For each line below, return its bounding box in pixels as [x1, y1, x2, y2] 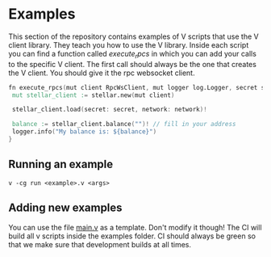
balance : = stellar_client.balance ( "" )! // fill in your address [11, 120, 236, 128]
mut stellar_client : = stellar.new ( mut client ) [11, 91, 175, 99]
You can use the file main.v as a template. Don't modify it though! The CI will [8, 222, 262, 232]
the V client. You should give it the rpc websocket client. [8, 68, 195, 78]
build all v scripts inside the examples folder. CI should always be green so [8, 231, 256, 241]
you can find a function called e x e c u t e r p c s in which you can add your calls [8, 48, 256, 61]
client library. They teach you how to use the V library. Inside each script [8, 40, 249, 49]
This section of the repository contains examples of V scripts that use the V [8, 32, 260, 41]
